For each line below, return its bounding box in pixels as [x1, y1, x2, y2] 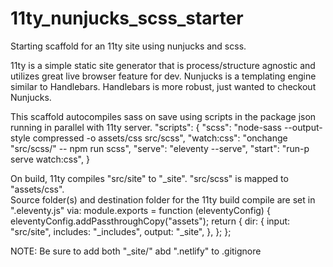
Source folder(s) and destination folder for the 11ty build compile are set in [10, 193, 316, 206]
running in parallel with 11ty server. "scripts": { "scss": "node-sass [10, 121, 282, 133]
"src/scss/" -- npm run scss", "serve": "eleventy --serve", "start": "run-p [10, 142, 310, 154]
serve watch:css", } [10, 153, 90, 165]
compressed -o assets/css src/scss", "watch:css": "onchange [32, 132, 288, 144]
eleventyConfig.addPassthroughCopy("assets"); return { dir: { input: [10, 215, 291, 227]
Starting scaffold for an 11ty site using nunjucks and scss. [10, 40, 247, 52]
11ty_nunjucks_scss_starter [10, 7, 244, 30]
